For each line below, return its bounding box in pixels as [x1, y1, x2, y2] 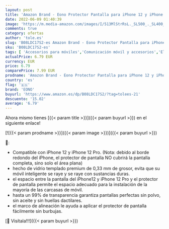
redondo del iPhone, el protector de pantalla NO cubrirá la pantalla [12, 155, 150, 161]
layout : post [5, 7, 33, 13]
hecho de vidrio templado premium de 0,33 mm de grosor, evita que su [12, 166, 160, 172]
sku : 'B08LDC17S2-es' [5, 45, 51, 50]
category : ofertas [5, 31, 44, 36]
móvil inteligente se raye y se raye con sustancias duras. [12, 171, 130, 177]
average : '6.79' [5, 101, 39, 106]
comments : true [5, 26, 37, 31]
